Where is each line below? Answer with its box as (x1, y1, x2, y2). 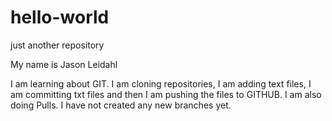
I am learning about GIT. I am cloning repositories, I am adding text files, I (10, 77, 312, 90)
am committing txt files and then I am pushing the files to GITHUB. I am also (10, 88, 322, 100)
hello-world (10, 6, 110, 29)
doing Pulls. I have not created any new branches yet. (10, 99, 232, 111)
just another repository (10, 39, 105, 51)
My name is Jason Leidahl (10, 58, 118, 70)
